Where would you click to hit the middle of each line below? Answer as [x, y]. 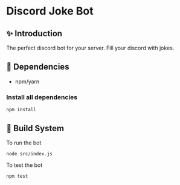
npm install [21, 110]
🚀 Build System [35, 128]
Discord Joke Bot [50, 11]
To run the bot [24, 143]
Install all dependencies [42, 97]
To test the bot [24, 165]
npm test [17, 176]
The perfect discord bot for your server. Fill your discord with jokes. [90, 48]
